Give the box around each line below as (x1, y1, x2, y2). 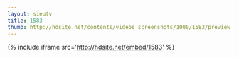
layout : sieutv (7, 10, 53, 18)
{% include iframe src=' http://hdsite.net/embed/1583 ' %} (7, 43, 176, 52)
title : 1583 (7, 17, 43, 24)
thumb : (7, 23, 27, 30)
